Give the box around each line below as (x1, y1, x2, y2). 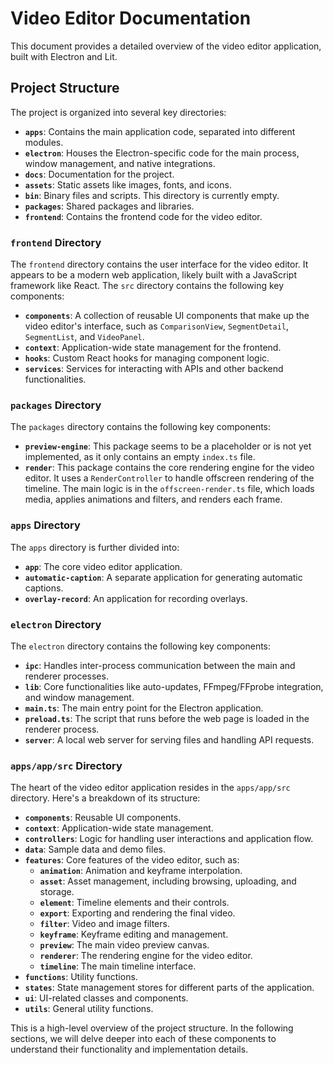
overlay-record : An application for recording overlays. (24, 592, 248, 604)
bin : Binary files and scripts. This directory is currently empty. (24, 189, 280, 201)
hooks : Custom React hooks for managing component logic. (24, 352, 270, 364)
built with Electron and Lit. (10, 50, 118, 62)
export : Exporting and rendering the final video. (39, 907, 236, 919)
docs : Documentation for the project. (24, 168, 175, 180)
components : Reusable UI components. (24, 812, 182, 824)
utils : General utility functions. (24, 1003, 154, 1015)
